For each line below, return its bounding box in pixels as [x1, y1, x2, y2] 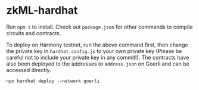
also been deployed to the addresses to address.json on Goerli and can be [6, 60, 189, 67]
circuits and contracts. [6, 29, 61, 36]
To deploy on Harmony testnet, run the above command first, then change [6, 41, 189, 48]
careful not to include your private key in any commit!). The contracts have [6, 54, 189, 61]
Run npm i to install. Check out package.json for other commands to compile [6, 23, 193, 30]
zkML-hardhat [6, 4, 78, 17]
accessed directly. [6, 66, 51, 73]
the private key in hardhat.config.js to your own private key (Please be [6, 47, 182, 54]
